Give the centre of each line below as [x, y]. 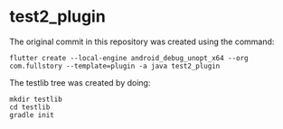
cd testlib [30, 107]
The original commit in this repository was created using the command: [142, 41]
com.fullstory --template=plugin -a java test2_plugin [115, 66]
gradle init [32, 115]
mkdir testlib [36, 99]
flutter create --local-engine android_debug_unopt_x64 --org [129, 58]
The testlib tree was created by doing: [80, 82]
